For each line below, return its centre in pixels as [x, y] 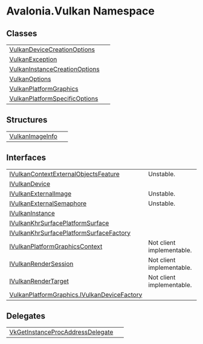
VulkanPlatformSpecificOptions [54, 99]
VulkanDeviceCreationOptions [52, 49]
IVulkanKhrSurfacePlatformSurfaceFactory [70, 232]
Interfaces [26, 158]
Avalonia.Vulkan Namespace [81, 11]
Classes [22, 33]
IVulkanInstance [32, 213]
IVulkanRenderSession [41, 264]
